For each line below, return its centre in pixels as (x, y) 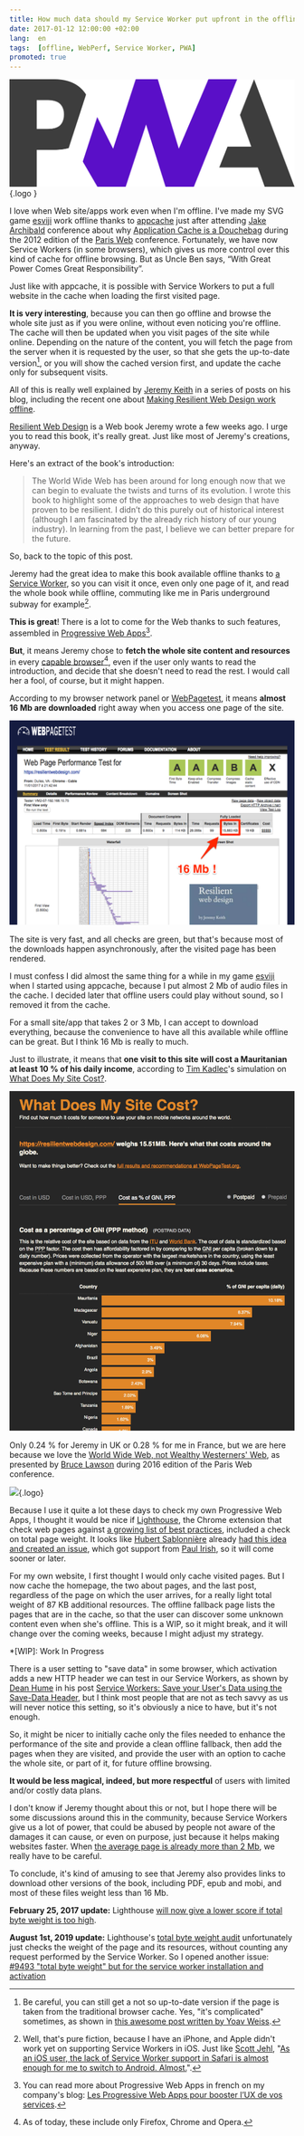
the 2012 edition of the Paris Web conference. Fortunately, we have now (144, 239)
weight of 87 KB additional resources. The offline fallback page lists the (142, 1604)
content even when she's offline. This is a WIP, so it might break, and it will (148, 1624)
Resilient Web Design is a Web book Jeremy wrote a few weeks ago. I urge (148, 426)
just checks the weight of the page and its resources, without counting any (148, 1947)
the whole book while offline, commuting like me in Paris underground (140, 593)
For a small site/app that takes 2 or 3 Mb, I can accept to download (134, 1022)
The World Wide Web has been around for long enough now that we (158, 481)
